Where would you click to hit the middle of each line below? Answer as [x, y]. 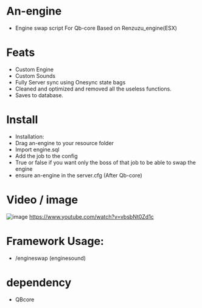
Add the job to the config [46, 156]
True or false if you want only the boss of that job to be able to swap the [105, 162]
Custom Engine [34, 69]
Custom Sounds [35, 76]
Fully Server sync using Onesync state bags [70, 82]
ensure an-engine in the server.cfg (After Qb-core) [79, 175]
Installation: [30, 136]
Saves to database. [39, 95]
